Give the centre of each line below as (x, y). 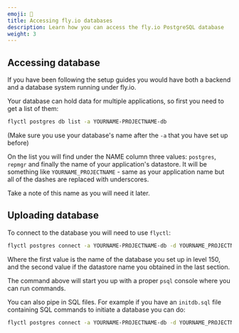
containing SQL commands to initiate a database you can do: (96, 310)
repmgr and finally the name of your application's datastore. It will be (107, 164)
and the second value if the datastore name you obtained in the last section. (118, 267)
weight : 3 (22, 34)
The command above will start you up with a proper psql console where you (119, 280)
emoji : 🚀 (20, 14)
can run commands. (37, 288)
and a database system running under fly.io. (72, 88)
